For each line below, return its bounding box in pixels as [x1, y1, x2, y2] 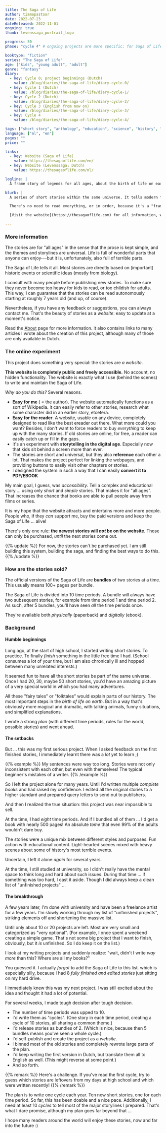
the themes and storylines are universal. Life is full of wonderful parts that [5, 250, 156, 256]
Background [5, 624, 36, 631]
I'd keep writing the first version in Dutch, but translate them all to [12, 1052, 146, 1058]
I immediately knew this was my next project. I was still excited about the [5, 985, 153, 991]
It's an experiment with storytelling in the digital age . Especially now [12, 441, 153, 447]
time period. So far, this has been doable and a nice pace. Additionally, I [5, 1097, 151, 1103]
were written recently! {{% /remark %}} [5, 1082, 85, 1088]
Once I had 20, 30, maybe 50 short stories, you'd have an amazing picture [5, 678, 157, 685]
